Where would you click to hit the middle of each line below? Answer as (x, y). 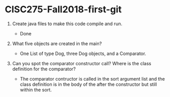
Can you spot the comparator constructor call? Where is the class (82, 63)
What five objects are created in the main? (57, 43)
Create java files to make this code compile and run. (67, 24)
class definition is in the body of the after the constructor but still (88, 84)
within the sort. (36, 90)
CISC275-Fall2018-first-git (63, 9)
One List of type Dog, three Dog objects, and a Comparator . (83, 53)
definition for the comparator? (44, 69)
